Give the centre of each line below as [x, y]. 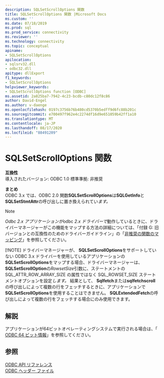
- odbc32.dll [18, 69]
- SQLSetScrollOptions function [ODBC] [46, 92]
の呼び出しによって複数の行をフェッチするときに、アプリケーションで [75, 287]
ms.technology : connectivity [35, 42]
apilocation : [18, 60]
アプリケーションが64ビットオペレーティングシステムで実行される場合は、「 [81, 329]
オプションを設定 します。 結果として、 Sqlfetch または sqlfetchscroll [87, 281]
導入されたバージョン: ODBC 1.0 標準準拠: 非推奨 [54, 179]
